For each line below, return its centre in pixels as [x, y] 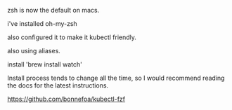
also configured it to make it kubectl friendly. [72, 37]
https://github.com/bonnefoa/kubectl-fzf [66, 99]
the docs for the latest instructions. [58, 85]
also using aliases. [34, 51]
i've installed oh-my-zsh [42, 23]
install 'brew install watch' [45, 64]
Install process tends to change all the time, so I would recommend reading [116, 78]
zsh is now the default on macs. [53, 10]
